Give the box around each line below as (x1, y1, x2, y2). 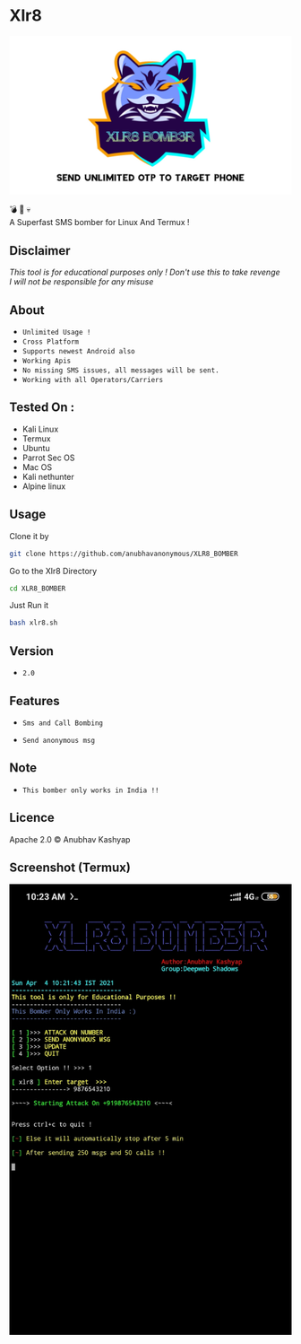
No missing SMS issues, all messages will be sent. (21, 366, 219, 375)
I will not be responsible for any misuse (9, 276, 154, 287)
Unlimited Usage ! (21, 328, 91, 337)
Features (9, 693, 60, 709)
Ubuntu (21, 442, 51, 453)
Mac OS (21, 461, 52, 472)
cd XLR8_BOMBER (9, 584, 66, 593)
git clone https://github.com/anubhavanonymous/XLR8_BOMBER (9, 549, 239, 558)
